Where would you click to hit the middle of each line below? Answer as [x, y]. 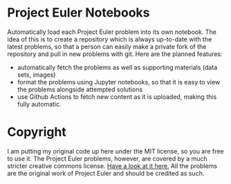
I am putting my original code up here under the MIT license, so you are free [115, 151]
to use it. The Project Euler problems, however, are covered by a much [107, 158]
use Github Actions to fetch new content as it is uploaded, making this [117, 96]
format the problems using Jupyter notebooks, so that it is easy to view [119, 82]
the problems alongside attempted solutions [80, 89]
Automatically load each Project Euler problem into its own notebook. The [112, 32]
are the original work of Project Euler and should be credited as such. [106, 173]
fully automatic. [39, 104]
